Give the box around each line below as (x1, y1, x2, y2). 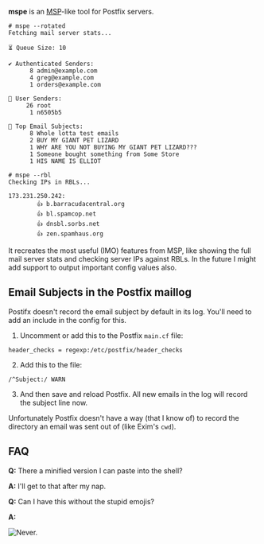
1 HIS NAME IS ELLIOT (29, 157, 102, 165)
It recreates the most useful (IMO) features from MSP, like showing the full (8, 246, 252, 255)
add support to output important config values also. (8, 262, 177, 272)
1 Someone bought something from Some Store (29, 150, 180, 158)
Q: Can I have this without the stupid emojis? (8, 496, 155, 506)
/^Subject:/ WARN (8, 375, 66, 383)
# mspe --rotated (8, 22, 66, 30)
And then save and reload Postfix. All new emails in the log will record (19, 389, 248, 398)
